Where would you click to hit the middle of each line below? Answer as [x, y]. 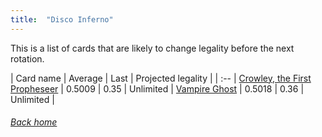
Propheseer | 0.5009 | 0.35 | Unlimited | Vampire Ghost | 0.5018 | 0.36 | [157, 88]
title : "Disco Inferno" [62, 19]
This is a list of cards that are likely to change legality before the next [152, 48]
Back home [34, 122]
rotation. [27, 58]
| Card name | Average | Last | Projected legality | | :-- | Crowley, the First [161, 78]
